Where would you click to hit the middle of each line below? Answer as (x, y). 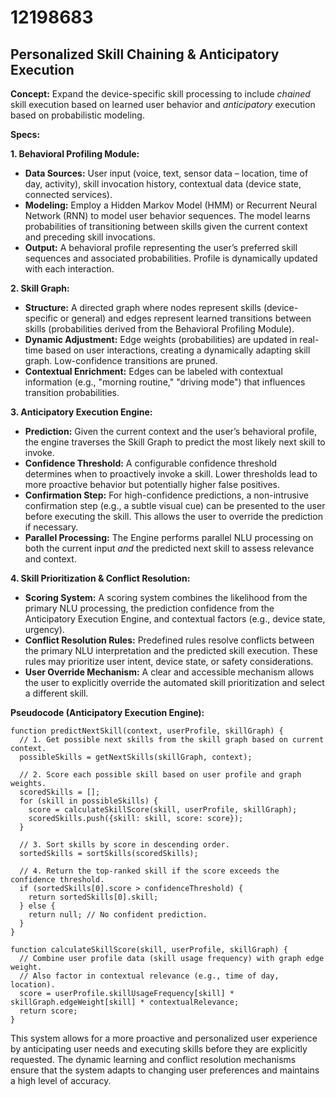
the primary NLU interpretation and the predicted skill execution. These (171, 650)
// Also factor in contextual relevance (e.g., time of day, (149, 976)
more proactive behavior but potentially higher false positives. (152, 484)
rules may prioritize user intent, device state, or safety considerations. (169, 661)
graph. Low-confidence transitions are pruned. (121, 360)
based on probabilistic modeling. (77, 115)
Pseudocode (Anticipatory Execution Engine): (107, 712)
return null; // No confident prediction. (118, 915)
